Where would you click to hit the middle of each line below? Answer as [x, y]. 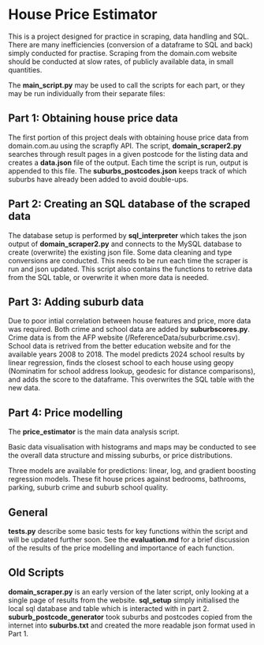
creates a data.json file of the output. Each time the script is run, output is [128, 162]
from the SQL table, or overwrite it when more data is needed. [108, 277]
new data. [24, 388]
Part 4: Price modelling [66, 413]
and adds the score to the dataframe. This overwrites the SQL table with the [131, 379]
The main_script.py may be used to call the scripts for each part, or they [126, 85]
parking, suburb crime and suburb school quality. [88, 487]
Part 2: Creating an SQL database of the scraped [129, 204]
